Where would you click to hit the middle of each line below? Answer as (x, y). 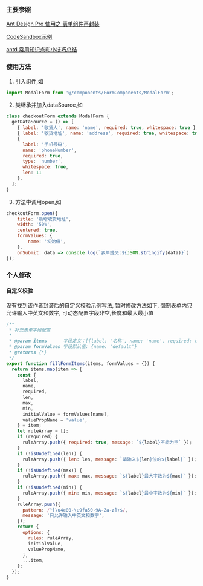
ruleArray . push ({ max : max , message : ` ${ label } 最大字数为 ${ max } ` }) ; (109, 476)
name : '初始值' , (47, 242)
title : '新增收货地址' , (44, 219)
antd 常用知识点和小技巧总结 (42, 50)
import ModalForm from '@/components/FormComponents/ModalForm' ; (90, 93)
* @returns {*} (28, 352)
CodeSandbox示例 (29, 37)
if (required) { (38, 437)
